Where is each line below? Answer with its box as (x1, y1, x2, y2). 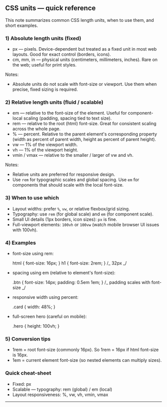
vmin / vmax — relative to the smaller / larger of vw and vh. (12, 152, 134, 158)
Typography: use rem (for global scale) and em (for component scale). (12, 211, 154, 217)
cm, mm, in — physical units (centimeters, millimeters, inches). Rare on (12, 57, 158, 63)
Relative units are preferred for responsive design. (12, 171, 115, 178)
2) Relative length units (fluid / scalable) (5, 99, 103, 106)
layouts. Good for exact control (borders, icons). (12, 52, 111, 58)
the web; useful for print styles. (12, 62, 77, 68)
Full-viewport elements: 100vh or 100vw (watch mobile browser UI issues (12, 221, 160, 227)
